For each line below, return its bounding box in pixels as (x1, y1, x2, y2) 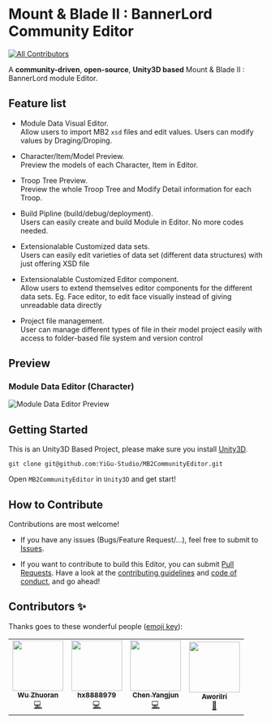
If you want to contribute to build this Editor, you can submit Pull (19, 559, 234, 569)
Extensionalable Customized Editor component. (19, 274, 179, 284)
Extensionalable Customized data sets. (19, 241, 150, 251)
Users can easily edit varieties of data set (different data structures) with (19, 250, 264, 259)
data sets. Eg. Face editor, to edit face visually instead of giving (19, 291, 232, 301)
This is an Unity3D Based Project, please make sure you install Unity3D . (8, 444, 248, 454)
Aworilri (201, 692, 228, 701)
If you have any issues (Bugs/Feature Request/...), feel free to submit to (19, 535, 259, 545)
